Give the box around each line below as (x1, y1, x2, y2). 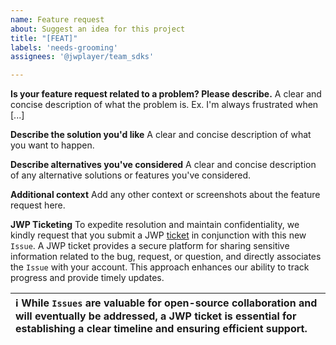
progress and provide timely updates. (10, 272, 165, 284)
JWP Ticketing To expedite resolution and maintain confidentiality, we (10, 219, 300, 231)
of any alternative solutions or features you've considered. (10, 169, 252, 181)
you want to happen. (10, 139, 95, 151)
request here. (10, 199, 66, 211)
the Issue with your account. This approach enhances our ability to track (10, 261, 310, 273)
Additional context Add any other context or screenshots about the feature (10, 189, 321, 201)
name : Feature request (10, 14, 105, 25)
